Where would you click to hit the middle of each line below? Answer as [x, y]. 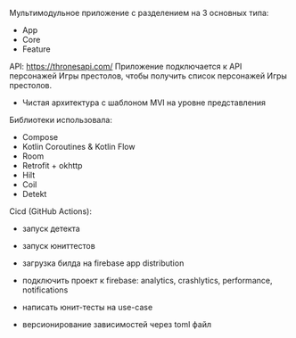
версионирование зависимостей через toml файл [117, 324]
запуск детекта [51, 228]
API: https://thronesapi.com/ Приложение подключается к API [126, 66]
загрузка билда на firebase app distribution [103, 263]
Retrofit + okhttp [52, 165]
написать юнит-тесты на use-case [87, 307]
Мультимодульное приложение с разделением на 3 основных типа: [139, 13]
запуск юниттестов [58, 246]
